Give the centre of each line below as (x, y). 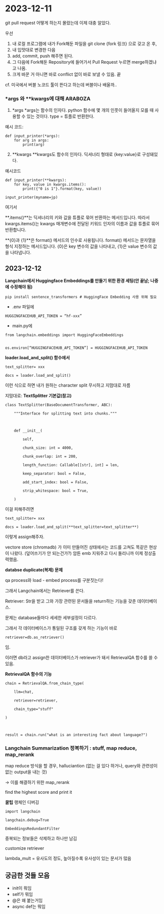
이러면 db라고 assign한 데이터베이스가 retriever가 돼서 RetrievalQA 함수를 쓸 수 (82, 657)
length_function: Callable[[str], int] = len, (71, 465)
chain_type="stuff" (34, 709)
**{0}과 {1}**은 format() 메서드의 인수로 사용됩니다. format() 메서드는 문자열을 (81, 240)
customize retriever (25, 848)
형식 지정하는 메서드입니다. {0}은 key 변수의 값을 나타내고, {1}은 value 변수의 (79, 246)
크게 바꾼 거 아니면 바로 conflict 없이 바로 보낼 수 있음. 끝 (66, 74)
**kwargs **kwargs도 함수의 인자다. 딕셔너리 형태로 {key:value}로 (76, 155)
